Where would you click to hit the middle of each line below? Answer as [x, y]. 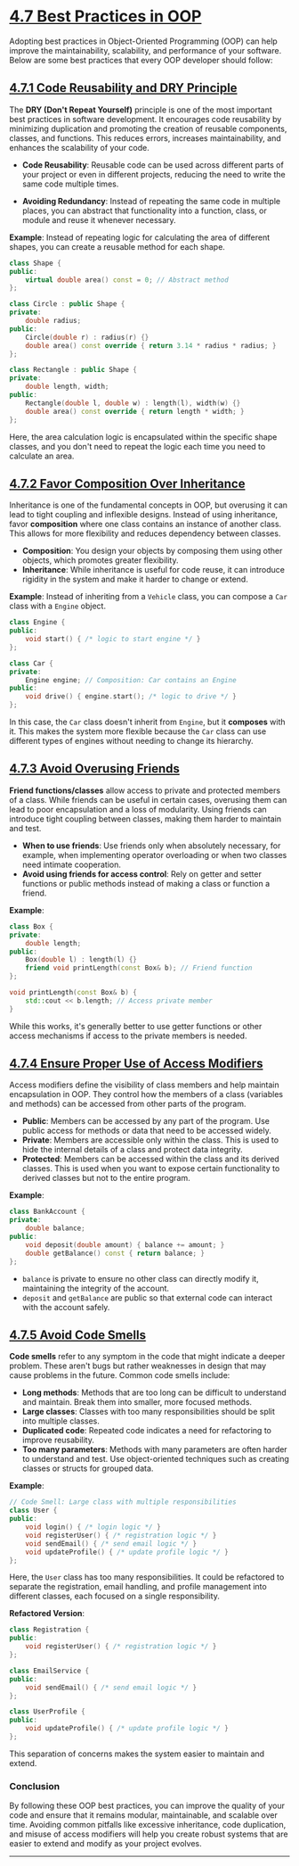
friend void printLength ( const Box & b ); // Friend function [139, 968]
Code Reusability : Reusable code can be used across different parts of [153, 165]
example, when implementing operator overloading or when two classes [154, 855]
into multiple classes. [61, 1421]
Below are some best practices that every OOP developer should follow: [141, 60]
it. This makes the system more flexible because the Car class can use [138, 731]
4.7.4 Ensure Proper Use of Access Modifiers [136, 1064]
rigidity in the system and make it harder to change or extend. [135, 579]
